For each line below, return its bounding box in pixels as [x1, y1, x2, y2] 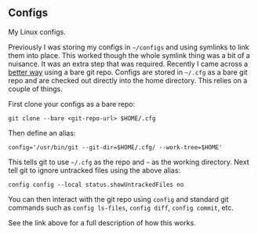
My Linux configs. [8, 27, 67, 36]
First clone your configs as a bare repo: [8, 99, 136, 108]
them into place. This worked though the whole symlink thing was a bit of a [8, 50, 251, 60]
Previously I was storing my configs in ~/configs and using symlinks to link [8, 42, 249, 52]
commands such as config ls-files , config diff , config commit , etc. [8, 203, 234, 212]
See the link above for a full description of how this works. [8, 218, 196, 227]
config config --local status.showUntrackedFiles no [8, 181, 184, 188]
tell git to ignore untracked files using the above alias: [8, 165, 181, 175]
